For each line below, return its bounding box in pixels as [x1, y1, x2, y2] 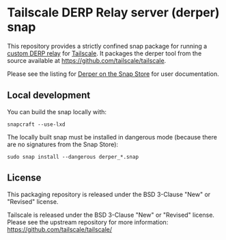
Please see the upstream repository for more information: [7, 217, 169, 226]
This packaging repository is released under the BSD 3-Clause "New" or [7, 190, 211, 198]
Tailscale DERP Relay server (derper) [7, 5, 220, 21]
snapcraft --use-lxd [7, 121, 66, 128]
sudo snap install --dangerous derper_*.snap [7, 153, 139, 160]
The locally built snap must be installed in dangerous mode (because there [7, 133, 217, 141]
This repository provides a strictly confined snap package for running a [7, 42, 208, 50]
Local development [7, 90, 91, 101]
